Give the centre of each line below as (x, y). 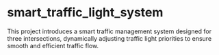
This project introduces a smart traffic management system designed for (109, 31)
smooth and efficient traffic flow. (53, 45)
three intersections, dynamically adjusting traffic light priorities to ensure (109, 38)
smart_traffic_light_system (85, 13)
